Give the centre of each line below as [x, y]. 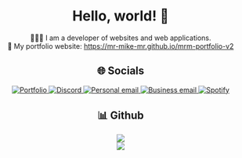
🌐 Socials [121, 71]
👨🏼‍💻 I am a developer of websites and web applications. [121, 38]
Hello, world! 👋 [121, 16]
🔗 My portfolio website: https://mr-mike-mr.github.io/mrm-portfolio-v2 [121, 46]
